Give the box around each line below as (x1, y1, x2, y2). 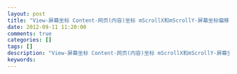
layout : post (7, 10, 46, 18)
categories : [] (7, 37, 52, 44)
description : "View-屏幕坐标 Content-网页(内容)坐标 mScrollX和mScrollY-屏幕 (7, 50, 228, 57)
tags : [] (7, 43, 33, 50)
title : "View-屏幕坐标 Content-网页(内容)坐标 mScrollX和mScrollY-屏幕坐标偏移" (7, 17, 233, 24)
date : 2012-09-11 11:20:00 (7, 23, 87, 30)
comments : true (7, 30, 52, 37)
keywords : (7, 56, 37, 63)
